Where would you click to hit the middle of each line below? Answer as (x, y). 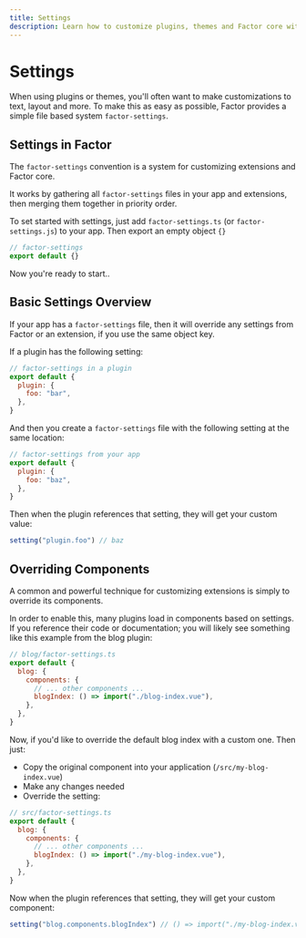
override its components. (56, 601)
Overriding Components (80, 569)
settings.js (32, 232)
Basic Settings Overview (81, 302)
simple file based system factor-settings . (89, 116)
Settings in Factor (61, 144)
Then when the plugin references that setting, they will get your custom (143, 514)
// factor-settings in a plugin (71, 368)
